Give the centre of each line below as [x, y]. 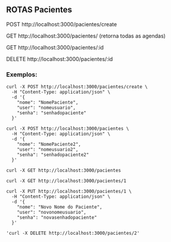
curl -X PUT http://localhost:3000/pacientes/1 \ [69, 192]
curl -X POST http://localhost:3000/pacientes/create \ [77, 87]
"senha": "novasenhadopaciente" [57, 218]
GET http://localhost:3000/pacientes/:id [55, 47]
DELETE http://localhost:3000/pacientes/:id [60, 59]
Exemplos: [22, 74]
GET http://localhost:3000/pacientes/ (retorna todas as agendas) [86, 36]
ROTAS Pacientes [39, 10]
